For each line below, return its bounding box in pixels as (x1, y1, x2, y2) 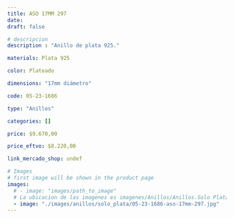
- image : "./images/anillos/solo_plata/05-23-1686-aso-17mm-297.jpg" (13, 200, 219, 208)
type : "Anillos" (7, 105, 54, 112)
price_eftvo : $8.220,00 (7, 143, 77, 150)
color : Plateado (7, 68, 54, 75)
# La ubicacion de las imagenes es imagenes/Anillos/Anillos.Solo (13, 194, 210, 201)
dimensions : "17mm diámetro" (7, 80, 92, 87)
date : (7, 17, 23, 24)
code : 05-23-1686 (7, 92, 58, 100)
